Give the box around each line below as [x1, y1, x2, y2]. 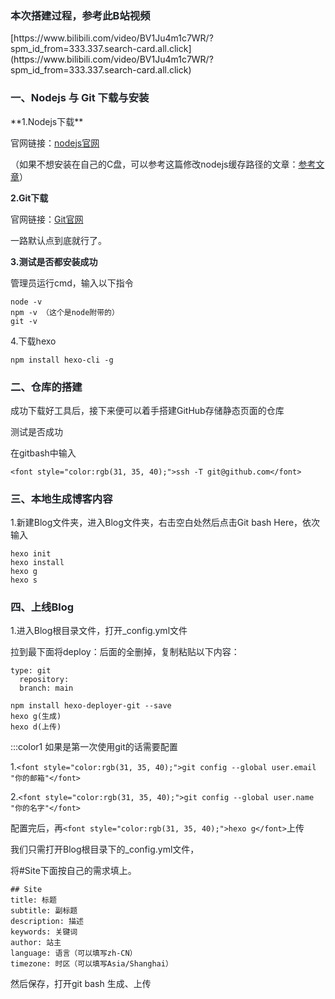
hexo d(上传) [10, 722, 62, 732]
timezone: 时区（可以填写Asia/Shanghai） [10, 959, 173, 969]
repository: [19, 675, 70, 685]
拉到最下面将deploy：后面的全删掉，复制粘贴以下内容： [10, 646, 240, 658]
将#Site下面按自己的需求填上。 [10, 865, 137, 877]
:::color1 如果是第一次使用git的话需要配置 [10, 741, 178, 753]
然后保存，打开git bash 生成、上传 [10, 978, 152, 990]
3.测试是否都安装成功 [10, 255, 98, 267]
